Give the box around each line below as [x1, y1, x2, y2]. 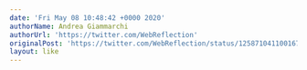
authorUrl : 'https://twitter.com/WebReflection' [9, 30, 198, 39]
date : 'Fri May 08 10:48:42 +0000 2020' [9, 13, 166, 23]
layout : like [9, 47, 59, 56]
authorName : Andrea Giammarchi [9, 22, 129, 31]
